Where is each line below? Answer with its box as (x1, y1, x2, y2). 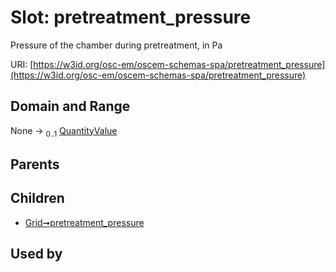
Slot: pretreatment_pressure (10, 6, 252, 29)
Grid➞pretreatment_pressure (24, 216, 145, 228)
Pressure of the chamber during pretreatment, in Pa (10, 39, 223, 51)
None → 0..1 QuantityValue (10, 124, 118, 139)
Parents (10, 156, 60, 173)
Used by (10, 246, 63, 263)
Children (10, 190, 65, 207)
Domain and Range (10, 98, 131, 115)
